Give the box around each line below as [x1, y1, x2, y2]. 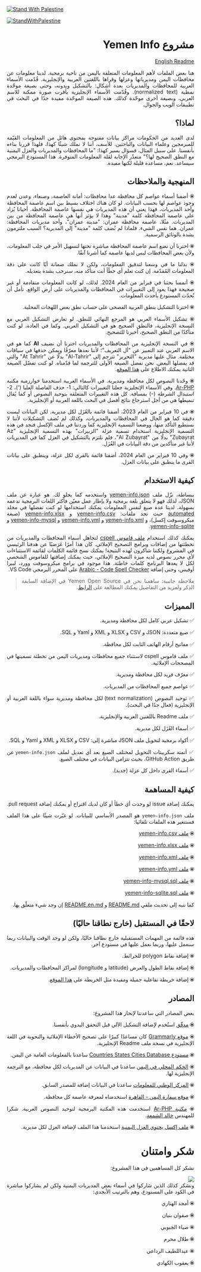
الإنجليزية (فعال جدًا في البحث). [125, 702, 194, 709]
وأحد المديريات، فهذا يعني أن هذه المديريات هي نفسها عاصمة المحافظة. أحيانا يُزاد [7, 205, 194, 213]
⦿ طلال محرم [164, 1235, 194, 1242]
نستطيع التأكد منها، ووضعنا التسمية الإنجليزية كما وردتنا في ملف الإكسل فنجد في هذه [7, 420, 194, 428]
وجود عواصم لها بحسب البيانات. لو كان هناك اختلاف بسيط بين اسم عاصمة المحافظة [7, 199, 194, 206]
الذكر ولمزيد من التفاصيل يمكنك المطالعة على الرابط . [76, 584, 194, 591]
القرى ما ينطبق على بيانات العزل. [121, 458, 194, 465]
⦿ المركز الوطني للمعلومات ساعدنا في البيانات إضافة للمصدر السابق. [41, 1081, 194, 1088]
